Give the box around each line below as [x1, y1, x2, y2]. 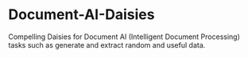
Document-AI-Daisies [8, 6, 155, 24]
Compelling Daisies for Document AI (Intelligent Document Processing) [8, 32, 241, 41]
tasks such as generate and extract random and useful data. [8, 40, 206, 49]
